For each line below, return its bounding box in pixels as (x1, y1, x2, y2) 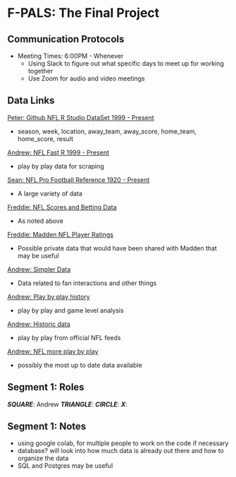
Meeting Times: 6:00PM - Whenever (17, 52, 124, 60)
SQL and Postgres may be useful (17, 461, 113, 470)
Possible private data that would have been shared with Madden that (17, 243, 217, 252)
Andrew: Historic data (7, 320, 70, 328)
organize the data (17, 454, 69, 463)
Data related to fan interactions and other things (17, 279, 157, 287)
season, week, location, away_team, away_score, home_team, (17, 127, 197, 135)
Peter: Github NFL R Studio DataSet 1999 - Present (7, 113, 154, 121)
